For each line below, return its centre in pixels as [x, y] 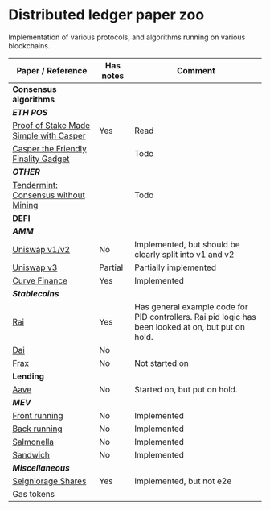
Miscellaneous [41, 467]
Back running [37, 429]
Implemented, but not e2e [183, 481]
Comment [196, 70]
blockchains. [29, 45]
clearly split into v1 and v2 [184, 254]
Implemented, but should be [187, 244]
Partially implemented [176, 267]
